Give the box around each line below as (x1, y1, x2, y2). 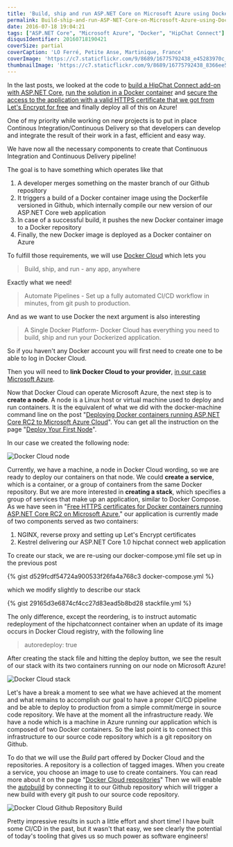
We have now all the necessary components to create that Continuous (7, 144, 208, 153)
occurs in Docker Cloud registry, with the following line (7, 627, 164, 635)
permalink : (7, 17, 39, 24)
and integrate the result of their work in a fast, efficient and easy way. (7, 131, 206, 139)
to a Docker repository (17, 223, 82, 231)
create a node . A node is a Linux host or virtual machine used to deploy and (7, 395, 224, 404)
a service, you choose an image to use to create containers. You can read (7, 768, 218, 776)
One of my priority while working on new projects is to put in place (7, 116, 198, 125)
